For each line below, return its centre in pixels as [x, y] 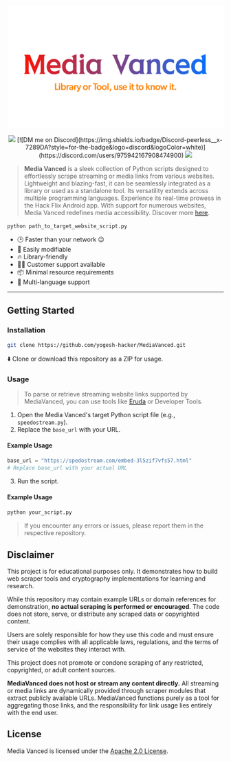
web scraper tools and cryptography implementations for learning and [107, 579]
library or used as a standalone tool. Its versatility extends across [116, 190]
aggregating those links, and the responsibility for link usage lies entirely [110, 705]
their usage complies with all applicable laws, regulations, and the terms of [113, 642]
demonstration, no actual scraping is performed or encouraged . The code [113, 607]
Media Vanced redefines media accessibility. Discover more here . [117, 212]
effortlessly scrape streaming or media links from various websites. [119, 176]
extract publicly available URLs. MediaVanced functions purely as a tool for [113, 698]
